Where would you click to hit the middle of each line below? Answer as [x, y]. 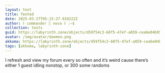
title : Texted [20, 14]
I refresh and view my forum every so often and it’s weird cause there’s [77, 60]
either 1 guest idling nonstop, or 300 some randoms [57, 65]
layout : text [18, 10]
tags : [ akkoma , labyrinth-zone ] [38, 46]
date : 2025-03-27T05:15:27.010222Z [41, 19]
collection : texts [24, 28]
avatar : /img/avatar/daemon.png [38, 37]
